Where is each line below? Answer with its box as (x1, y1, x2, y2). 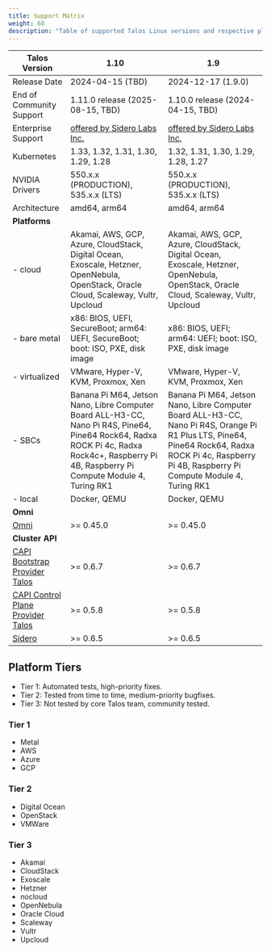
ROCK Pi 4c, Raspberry (168, 450, 256, 461)
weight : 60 (8, 19, 45, 27)
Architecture (12, 203, 60, 214)
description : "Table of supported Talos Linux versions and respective (8, 27, 254, 35)
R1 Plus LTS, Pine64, (168, 430, 248, 441)
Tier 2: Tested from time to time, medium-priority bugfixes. (19, 690, 216, 700)
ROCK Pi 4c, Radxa (69, 440, 143, 451)
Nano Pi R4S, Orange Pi (168, 419, 257, 431)
